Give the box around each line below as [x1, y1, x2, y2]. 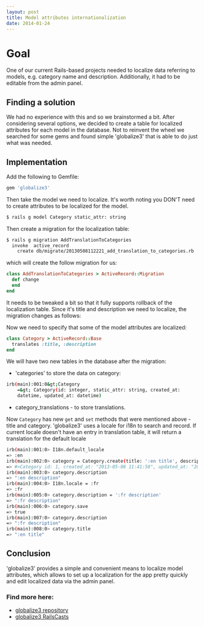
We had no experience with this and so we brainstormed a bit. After [6, 113, 175, 121]
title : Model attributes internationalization [6, 15, 126, 21]
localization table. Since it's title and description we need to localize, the [6, 305, 187, 312]
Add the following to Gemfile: [6, 173, 80, 180]
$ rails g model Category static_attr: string [6, 214, 126, 220]
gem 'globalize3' [6, 185, 50, 191]
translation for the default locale [6, 435, 86, 442]
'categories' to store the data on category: [15, 370, 121, 377]
